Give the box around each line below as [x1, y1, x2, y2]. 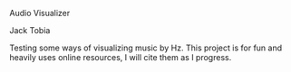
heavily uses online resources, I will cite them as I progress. [9, 52, 232, 62]
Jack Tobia [9, 25, 51, 35]
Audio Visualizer [9, 8, 71, 18]
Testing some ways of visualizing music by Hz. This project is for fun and [9, 42, 283, 53]
